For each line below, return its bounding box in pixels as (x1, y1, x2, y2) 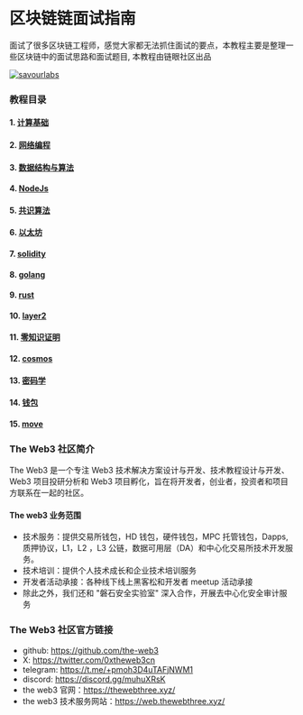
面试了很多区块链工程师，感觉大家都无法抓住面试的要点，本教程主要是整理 (9, 40, 286, 50)
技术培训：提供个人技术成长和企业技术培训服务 (22, 565, 197, 576)
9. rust (9, 289, 34, 300)
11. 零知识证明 (9, 332, 60, 343)
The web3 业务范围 (9, 509, 81, 520)
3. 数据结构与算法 (9, 161, 75, 172)
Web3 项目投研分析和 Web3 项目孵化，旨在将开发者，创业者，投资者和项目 (9, 476, 289, 487)
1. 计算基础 (9, 117, 50, 128)
